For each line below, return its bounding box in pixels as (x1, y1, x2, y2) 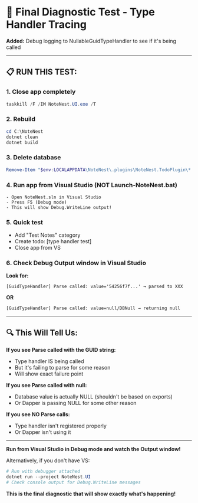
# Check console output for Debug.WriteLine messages (6, 479, 141, 486)
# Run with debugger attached (6, 469, 81, 475)
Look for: (6, 272, 29, 279)
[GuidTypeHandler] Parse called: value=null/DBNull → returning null (6, 305, 181, 312)
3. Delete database (6, 153, 61, 162)
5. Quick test (6, 218, 43, 226)
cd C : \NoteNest (6, 128, 44, 135)
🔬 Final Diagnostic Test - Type (6, 5, 155, 19)
